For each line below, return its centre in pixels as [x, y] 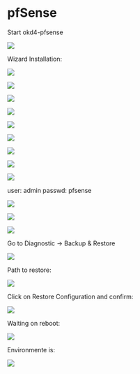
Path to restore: [30, 270]
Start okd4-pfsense [36, 32]
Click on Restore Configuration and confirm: [70, 296]
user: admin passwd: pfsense [49, 190]
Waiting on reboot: [34, 323]
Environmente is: [31, 350]
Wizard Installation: [35, 59]
